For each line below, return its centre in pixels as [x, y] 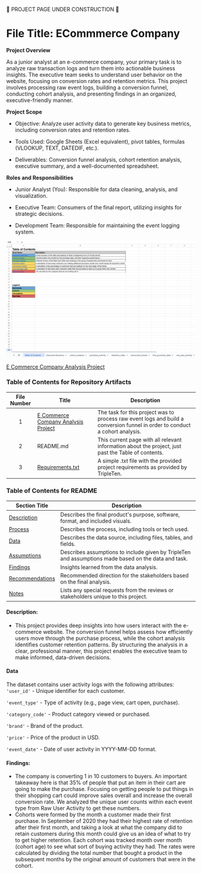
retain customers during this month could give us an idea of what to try [103, 834]
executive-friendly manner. [40, 100]
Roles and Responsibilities [40, 177]
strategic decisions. [39, 214]
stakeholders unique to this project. [104, 597]
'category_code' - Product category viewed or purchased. [78, 714]
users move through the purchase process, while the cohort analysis [100, 638]
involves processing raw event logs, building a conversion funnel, [87, 87]
